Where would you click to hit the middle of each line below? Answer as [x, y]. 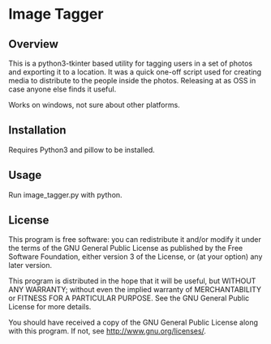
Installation [37, 130]
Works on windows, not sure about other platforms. [94, 105]
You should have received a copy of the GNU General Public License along [133, 323]
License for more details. [50, 307]
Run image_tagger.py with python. [66, 194]
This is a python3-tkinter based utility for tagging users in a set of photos [131, 63]
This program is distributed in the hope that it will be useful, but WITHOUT [132, 281]
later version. [30, 265]
